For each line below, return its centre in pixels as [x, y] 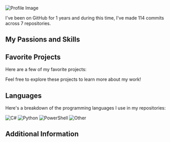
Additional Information [42, 134]
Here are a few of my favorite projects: [46, 69]
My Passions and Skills [43, 39]
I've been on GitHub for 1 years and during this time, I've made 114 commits [85, 18]
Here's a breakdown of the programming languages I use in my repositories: [86, 108]
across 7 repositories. [28, 23]
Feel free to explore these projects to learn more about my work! [73, 79]
